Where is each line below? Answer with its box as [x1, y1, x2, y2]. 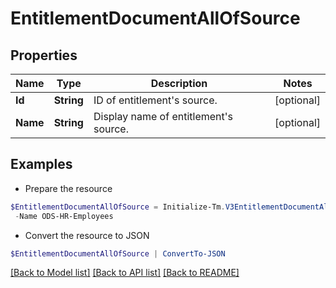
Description [150, 77, 208, 90]
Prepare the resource [24, 182, 113, 194]
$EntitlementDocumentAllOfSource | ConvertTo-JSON [10, 248, 226, 259]
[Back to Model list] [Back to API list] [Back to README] [10, 267, 240, 279]
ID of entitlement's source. [93, 93, 218, 107]
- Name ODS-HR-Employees [14, 211, 114, 221]
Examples [10, 156, 73, 173]
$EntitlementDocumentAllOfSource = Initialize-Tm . [10, 202, 226, 212]
